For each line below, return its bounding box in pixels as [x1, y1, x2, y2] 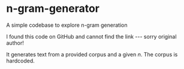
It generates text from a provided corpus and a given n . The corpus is [6, 51, 178, 58]
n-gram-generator [6, 2, 100, 15]
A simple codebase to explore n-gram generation [6, 21, 128, 29]
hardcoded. [6, 57, 35, 64]
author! [6, 39, 24, 46]
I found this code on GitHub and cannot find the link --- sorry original [6, 33, 177, 40]
